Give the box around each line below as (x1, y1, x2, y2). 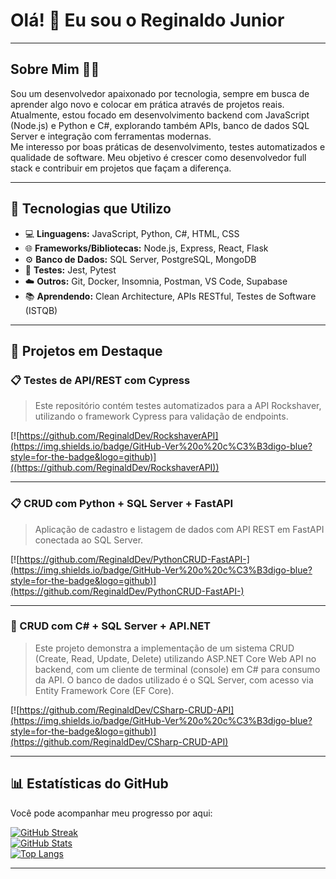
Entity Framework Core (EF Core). (34, 684, 175, 696)
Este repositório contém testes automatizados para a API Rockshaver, (34, 400, 322, 412)
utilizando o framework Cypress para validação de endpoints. (34, 410, 289, 423)
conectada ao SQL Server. (34, 534, 144, 546)
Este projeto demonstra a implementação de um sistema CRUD (34, 642, 295, 654)
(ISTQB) (24, 304, 58, 316)
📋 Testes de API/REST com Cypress (10, 373, 191, 387)
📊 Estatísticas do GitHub (10, 775, 169, 793)
